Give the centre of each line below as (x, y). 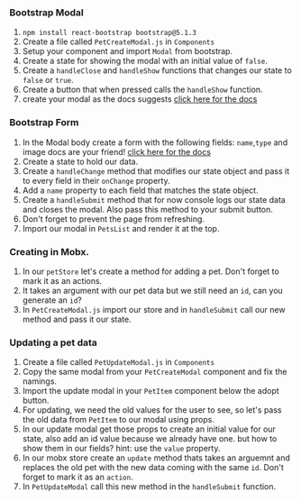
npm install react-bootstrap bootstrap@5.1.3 (109, 33)
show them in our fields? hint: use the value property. (121, 449)
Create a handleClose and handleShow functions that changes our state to (157, 70)
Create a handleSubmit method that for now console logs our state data (154, 199)
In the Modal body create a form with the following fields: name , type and (155, 142)
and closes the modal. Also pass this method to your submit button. (147, 209)
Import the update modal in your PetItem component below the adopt (150, 391)
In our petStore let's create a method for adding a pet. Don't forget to (150, 271)
